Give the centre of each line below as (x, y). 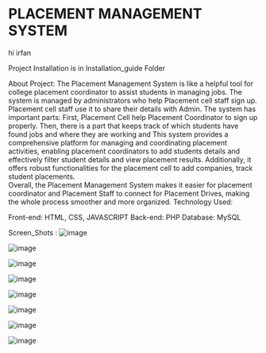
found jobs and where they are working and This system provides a (118, 134)
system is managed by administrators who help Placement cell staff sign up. (133, 100)
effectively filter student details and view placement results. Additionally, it (130, 159)
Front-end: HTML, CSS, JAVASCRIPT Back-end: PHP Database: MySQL (125, 217)
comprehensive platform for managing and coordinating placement (118, 142)
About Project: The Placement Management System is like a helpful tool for (131, 83)
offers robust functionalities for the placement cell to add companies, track (131, 168)
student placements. (42, 176)
